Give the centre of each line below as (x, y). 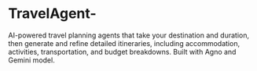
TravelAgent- (52, 14)
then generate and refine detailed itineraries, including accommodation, (124, 43)
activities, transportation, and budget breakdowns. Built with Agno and (122, 51)
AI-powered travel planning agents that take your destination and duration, (129, 35)
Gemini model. (31, 60)
